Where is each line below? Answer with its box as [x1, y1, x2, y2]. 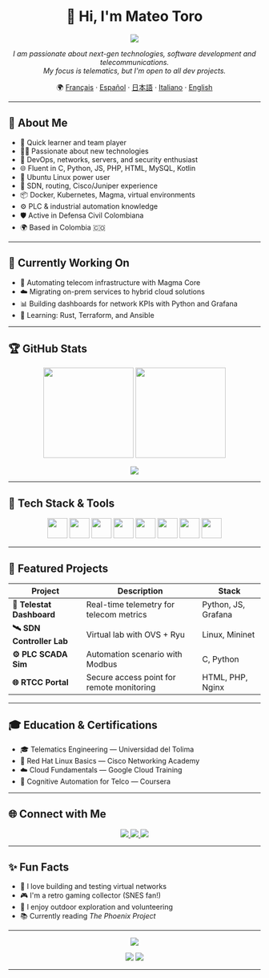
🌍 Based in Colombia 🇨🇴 [19, 222, 106, 232]
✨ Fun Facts [8, 861, 70, 874]
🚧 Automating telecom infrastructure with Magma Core [19, 277, 201, 287]
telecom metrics [86, 609, 147, 620]
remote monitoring [86, 682, 156, 693]
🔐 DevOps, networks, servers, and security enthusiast [19, 154, 199, 164]
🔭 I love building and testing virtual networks [19, 882, 167, 891]
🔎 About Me [8, 116, 68, 130]
